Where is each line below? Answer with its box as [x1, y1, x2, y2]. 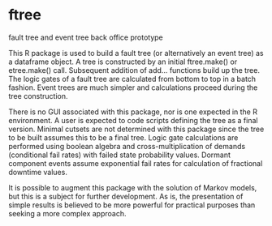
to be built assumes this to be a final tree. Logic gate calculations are [8, 132, 239, 143]
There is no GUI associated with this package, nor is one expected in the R [8, 107, 258, 117]
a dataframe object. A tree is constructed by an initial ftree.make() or [8, 57, 238, 66]
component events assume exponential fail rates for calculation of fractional [8, 158, 263, 168]
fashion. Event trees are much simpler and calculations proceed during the [8, 83, 258, 92]
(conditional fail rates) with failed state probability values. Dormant [8, 150, 231, 160]
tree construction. [8, 91, 68, 100]
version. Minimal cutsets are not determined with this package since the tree [8, 124, 265, 134]
